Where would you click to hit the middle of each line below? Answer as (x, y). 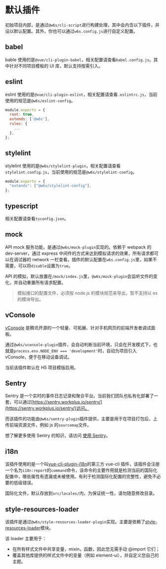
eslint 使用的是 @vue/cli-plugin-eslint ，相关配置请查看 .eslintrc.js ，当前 (81, 94)
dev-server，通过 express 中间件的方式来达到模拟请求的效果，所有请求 (78, 253)
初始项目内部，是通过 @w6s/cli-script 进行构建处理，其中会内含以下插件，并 (82, 25)
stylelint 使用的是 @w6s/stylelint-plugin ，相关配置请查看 (63, 166)
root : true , (22, 115)
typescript (21, 206)
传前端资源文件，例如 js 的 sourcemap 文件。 (48, 425)
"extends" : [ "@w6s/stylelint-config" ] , (51, 186)
